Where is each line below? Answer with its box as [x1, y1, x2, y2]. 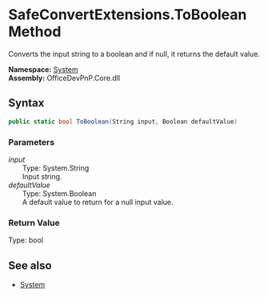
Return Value [8, 217, 60, 228]
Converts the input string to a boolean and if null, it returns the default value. [8, 49, 260, 58]
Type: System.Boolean [22, 188, 97, 198]
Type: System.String [22, 163, 90, 173]
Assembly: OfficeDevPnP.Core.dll [8, 73, 121, 82]
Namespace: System [8, 64, 78, 74]
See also [8, 259, 52, 272]
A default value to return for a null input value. [22, 197, 174, 207]
